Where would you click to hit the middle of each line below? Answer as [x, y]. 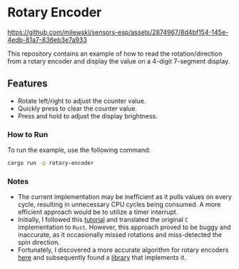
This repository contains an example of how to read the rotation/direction [115, 54]
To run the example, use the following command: [79, 150]
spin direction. [39, 243]
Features [27, 84]
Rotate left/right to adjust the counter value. [82, 101]
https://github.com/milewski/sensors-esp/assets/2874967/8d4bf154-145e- [118, 32]
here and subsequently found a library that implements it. [102, 258]
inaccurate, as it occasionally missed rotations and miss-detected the [120, 235]
